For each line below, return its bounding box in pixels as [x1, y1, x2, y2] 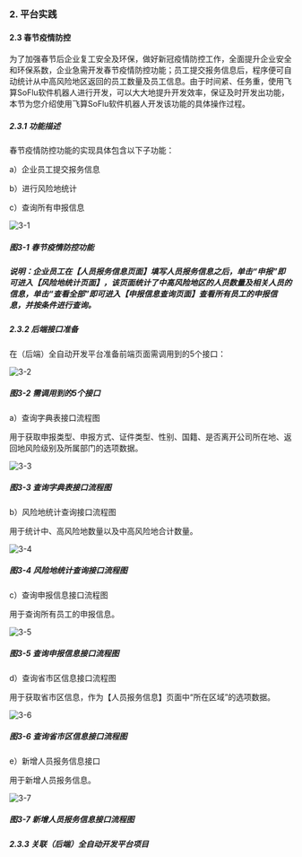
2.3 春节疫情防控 [9, 31, 72, 42]
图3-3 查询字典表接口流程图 [9, 482, 112, 493]
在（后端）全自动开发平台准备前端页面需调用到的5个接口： [9, 348, 227, 359]
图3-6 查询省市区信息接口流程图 [9, 731, 127, 742]
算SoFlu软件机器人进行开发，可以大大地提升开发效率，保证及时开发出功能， [9, 87, 289, 98]
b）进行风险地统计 [9, 183, 78, 194]
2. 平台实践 [9, 7, 57, 20]
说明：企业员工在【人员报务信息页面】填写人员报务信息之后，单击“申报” [9, 267, 278, 277]
